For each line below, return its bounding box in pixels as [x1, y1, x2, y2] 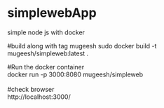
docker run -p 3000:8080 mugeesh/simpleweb [7, 70, 144, 79]
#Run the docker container [7, 62, 85, 71]
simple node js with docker [7, 28, 86, 36]
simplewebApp [7, 5, 97, 21]
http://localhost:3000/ [7, 93, 71, 101]
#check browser [7, 85, 55, 93]
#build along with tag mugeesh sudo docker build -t [7, 41, 157, 50]
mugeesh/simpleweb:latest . [7, 49, 89, 58]
